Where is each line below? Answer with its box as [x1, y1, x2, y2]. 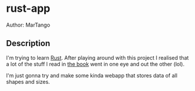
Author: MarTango [6, 21, 50, 28]
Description [6, 38, 50, 48]
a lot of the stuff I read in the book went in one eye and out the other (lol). [6, 60, 185, 67]
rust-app [6, 2, 50, 15]
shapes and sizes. [6, 78, 50, 85]
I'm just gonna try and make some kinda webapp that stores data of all [6, 71, 178, 79]
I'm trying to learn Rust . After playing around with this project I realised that [6, 54, 189, 61]
